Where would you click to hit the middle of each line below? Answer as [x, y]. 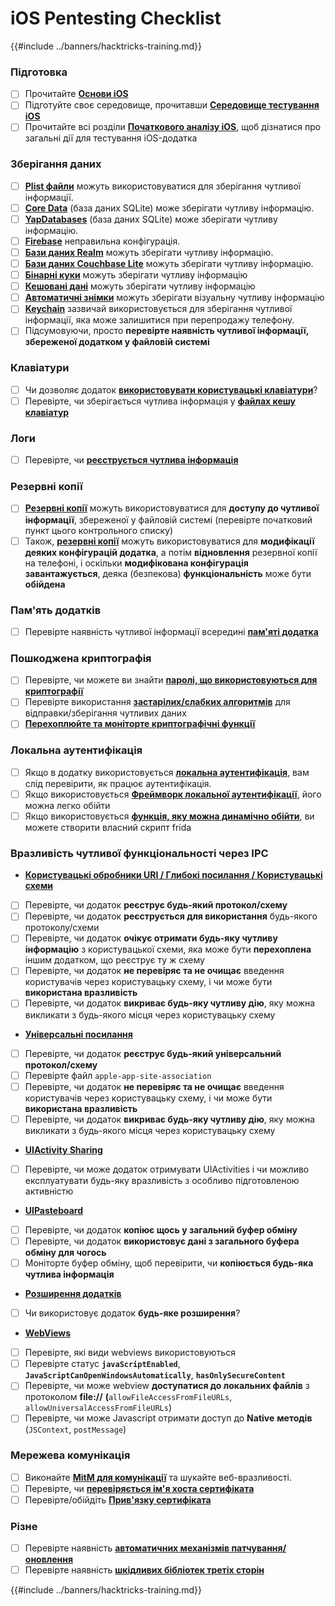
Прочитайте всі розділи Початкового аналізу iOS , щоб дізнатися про [173, 127]
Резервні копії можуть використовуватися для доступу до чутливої [172, 508]
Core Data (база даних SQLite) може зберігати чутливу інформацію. [169, 208]
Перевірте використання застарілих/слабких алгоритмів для [157, 702]
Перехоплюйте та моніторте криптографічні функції [140, 724]
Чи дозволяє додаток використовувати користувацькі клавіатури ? [171, 389]
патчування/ [259, 1548]
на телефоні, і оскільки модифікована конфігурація [136, 563]
